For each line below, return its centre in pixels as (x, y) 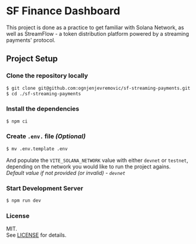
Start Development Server (45, 188)
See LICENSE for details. (36, 235)
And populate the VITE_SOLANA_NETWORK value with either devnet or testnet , (97, 160)
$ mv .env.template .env (37, 149)
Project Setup (32, 59)
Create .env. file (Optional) (46, 136)
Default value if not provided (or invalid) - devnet (66, 173)
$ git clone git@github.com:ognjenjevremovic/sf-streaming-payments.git (98, 88)
